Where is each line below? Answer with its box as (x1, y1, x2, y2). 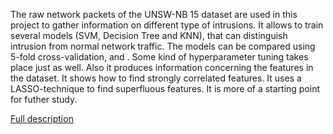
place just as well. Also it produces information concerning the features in (10, 62, 314, 73)
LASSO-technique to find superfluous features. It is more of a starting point (10, 83, 321, 94)
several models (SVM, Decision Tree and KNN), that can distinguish (10, 30, 288, 41)
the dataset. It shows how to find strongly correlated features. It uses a (10, 72, 302, 84)
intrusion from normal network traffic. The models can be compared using (10, 40, 316, 52)
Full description (10, 113, 74, 124)
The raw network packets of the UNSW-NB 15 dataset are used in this (10, 9, 298, 20)
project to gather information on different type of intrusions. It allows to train (10, 19, 324, 31)
